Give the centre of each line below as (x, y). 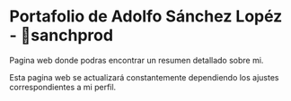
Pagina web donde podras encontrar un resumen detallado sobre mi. (137, 60)
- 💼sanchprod (62, 35)
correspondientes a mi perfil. (63, 87)
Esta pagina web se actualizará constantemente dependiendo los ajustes (145, 77)
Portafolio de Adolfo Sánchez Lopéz (146, 17)
